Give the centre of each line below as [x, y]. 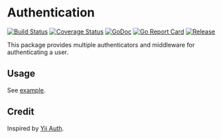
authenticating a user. [38, 52]
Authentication [51, 13]
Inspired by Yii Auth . [35, 128]
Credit [21, 112]
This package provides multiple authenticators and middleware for [101, 45]
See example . [26, 90]
